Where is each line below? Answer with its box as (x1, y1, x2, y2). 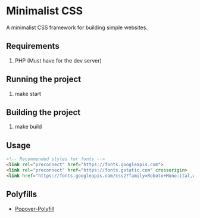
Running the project (6, 74, 82, 85)
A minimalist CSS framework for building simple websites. (6, 24, 148, 31)
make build (14, 123, 42, 130)
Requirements (6, 41, 60, 51)
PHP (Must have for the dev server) (14, 57, 102, 64)
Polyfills (6, 189, 37, 200)
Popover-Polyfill (14, 205, 55, 212)
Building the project (6, 107, 81, 117)
